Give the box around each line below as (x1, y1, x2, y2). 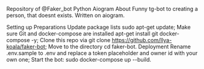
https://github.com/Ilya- (111, 37, 172, 43)
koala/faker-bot (6, 43, 46, 50)
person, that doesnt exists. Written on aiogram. (6, 12, 125, 19)
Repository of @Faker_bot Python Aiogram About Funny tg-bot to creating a (6, 5, 198, 12)
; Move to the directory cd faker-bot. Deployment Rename (45, 43, 191, 50)
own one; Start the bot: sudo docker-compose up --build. (6, 56, 152, 63)
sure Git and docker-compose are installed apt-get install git (6, 30, 158, 37)
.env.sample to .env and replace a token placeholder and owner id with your (6, 49, 198, 57)
